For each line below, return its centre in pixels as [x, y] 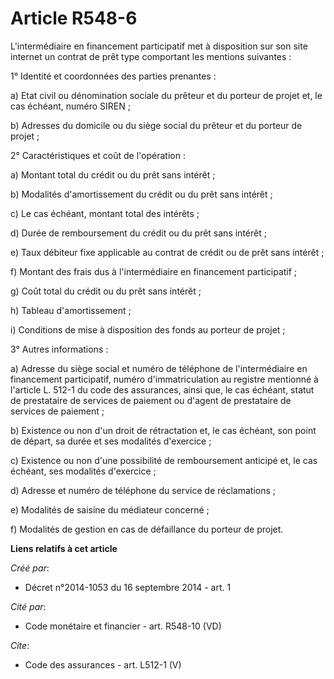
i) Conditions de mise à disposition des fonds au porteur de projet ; [148, 329]
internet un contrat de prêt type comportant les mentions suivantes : [151, 56]
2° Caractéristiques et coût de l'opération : [98, 155]
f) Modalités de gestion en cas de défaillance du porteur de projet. [147, 529]
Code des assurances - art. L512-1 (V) [103, 664]
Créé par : [30, 568]
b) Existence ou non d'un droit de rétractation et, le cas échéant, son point [163, 430]
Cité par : [28, 606]
